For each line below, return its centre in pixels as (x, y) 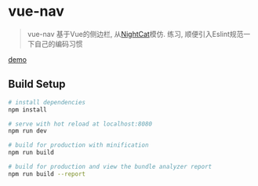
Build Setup (37, 84)
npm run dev (27, 131)
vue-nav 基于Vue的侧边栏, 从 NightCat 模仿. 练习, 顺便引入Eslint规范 (135, 34)
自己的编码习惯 (58, 44)
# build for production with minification (78, 145)
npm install (27, 109)
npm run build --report (47, 174)
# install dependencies (47, 102)
